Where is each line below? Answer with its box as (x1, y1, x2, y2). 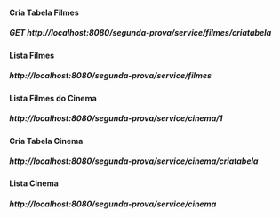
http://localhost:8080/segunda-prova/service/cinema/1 (9, 113, 223, 124)
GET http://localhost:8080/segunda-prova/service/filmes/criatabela (9, 28, 272, 38)
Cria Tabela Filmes (9, 7, 79, 18)
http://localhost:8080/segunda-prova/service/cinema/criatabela (9, 156, 259, 166)
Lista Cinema (9, 178, 60, 189)
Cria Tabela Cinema (9, 135, 84, 146)
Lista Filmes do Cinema (9, 93, 98, 103)
